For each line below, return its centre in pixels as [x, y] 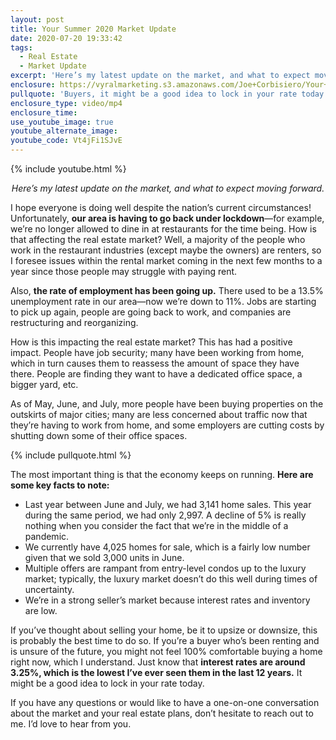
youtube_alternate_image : [64, 131]
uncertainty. [49, 589]
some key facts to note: [60, 485]
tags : [21, 47]
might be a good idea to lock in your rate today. [107, 683]
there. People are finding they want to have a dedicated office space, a [156, 374]
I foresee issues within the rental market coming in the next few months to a [166, 260]
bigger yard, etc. [44, 384]
